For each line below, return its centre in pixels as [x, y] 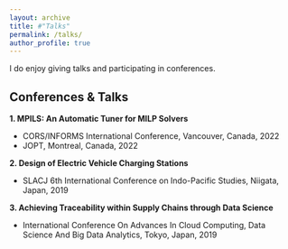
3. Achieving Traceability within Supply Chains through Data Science [141, 207]
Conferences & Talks [69, 97]
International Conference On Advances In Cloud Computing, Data [144, 226]
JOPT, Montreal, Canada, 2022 [80, 146]
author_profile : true [50, 43]
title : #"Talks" [40, 26]
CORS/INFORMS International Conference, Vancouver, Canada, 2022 [151, 136]
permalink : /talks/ [46, 34]
